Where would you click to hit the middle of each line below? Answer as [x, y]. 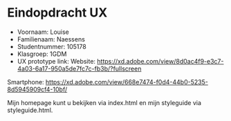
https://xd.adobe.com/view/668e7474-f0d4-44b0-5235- [127, 82]
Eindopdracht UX [57, 13]
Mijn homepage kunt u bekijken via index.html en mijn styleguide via [104, 102]
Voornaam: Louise [43, 32]
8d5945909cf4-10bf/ [37, 89]
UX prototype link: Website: [56, 61]
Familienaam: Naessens [51, 39]
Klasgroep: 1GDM [42, 54]
